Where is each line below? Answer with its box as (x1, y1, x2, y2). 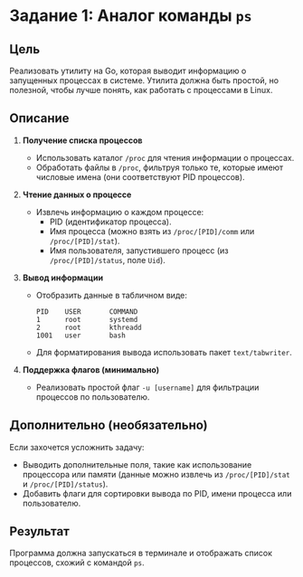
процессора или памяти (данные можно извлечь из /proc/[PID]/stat (22, 468, 291, 479)
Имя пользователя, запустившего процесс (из (49, 245, 229, 256)
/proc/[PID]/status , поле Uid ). (49, 254, 166, 265)
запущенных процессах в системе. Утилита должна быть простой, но (9, 75, 279, 86)
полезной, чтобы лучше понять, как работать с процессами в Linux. (9, 85, 273, 95)
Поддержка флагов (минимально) (22, 364, 160, 375)
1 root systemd (35, 315, 138, 324)
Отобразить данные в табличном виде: (35, 289, 187, 300)
